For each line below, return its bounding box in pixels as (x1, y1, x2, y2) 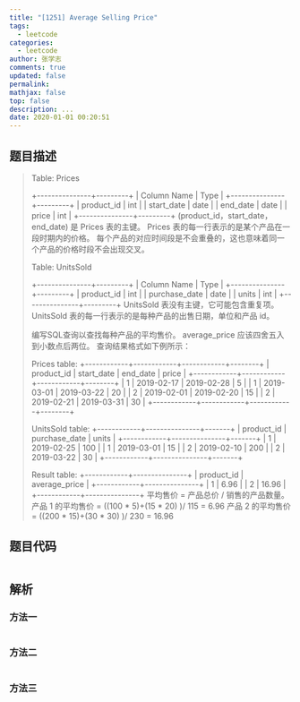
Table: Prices (30, 172, 81, 184)
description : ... (9, 105, 74, 114)
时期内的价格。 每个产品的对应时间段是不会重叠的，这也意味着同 (39, 232, 278, 243)
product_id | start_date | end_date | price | (30, 368, 186, 379)
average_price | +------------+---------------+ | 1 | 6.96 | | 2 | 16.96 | (30, 478, 287, 489)
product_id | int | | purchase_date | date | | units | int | (81, 288, 278, 299)
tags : (9, 21, 30, 30)
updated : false (9, 72, 66, 81)
